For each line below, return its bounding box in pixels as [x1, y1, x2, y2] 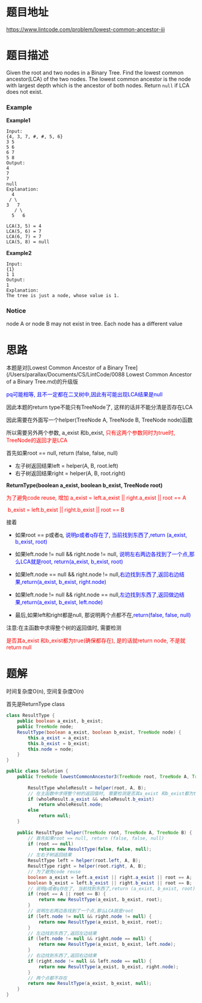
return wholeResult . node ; [38, 802, 103, 808]
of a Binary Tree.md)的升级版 [6, 378, 78, 385]
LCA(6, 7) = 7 [6, 234, 42, 240]
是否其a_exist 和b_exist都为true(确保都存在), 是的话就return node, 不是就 [6, 637, 186, 644]
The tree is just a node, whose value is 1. [6, 293, 120, 299]
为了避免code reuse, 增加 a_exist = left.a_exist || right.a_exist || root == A [6, 494, 186, 502]
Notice [6, 307, 26, 315]
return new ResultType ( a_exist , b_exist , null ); [28, 981, 152, 987]
